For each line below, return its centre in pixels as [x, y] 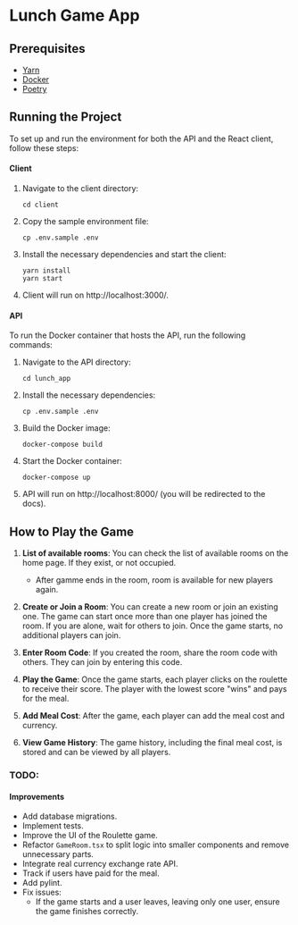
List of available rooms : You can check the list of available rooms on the [155, 553]
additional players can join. [71, 635]
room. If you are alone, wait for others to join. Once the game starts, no [153, 626]
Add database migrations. [70, 816]
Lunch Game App [74, 16]
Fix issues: [42, 892]
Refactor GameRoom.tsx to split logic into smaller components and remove [156, 845]
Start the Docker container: [72, 461]
